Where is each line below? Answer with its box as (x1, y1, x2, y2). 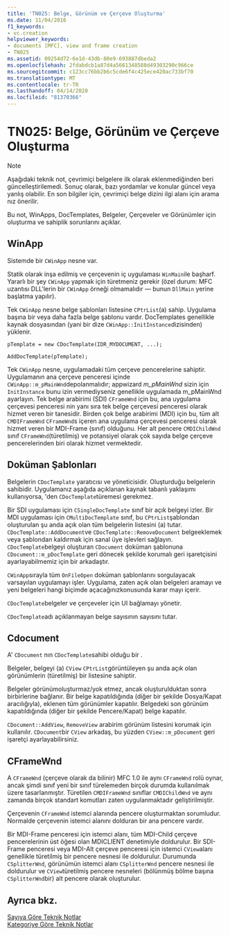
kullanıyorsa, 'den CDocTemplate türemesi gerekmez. (7, 492, 154, 500)
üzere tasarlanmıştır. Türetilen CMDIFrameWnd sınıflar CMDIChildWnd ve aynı (7, 789, 213, 797)
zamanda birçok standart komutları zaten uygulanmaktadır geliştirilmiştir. (7, 796, 215, 805)
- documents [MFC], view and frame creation (7, 42, 138, 49)
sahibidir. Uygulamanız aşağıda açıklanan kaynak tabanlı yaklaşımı (7, 485, 196, 493)
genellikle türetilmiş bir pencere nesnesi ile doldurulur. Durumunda (7, 852, 197, 861)
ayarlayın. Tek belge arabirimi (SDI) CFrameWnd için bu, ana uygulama (7, 395, 201, 403)
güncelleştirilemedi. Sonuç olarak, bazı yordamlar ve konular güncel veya (7, 182, 216, 191)
